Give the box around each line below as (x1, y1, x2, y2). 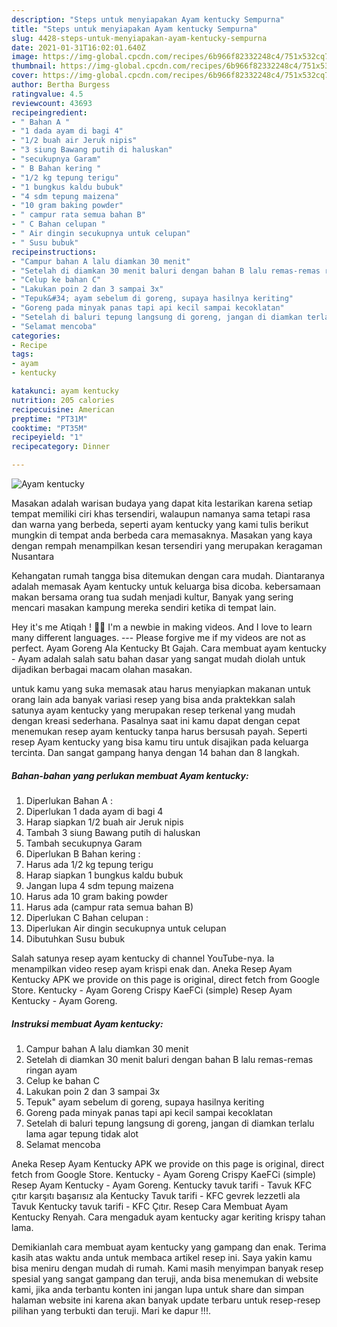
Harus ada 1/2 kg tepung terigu (25, 858, 154, 870)
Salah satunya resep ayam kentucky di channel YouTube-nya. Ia (11, 952, 275, 964)
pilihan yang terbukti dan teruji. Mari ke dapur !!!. (11, 1304, 211, 1316)
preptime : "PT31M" (11, 414, 88, 424)
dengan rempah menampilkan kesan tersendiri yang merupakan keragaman (11, 540, 323, 551)
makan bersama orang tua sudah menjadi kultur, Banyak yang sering (11, 591, 294, 603)
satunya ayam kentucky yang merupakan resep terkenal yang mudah (11, 704, 296, 716)
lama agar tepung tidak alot (25, 1127, 139, 1140)
